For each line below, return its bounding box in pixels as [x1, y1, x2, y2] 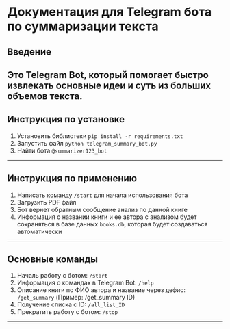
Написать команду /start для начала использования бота [16, 191, 188, 199]
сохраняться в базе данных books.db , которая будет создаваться [16, 220, 208, 228]
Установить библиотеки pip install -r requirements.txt [16, 131, 183, 140]
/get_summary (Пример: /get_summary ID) [16, 293, 136, 302]
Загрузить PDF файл [16, 198, 77, 206]
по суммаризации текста [7, 18, 159, 34]
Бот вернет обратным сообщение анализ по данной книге [16, 205, 188, 213]
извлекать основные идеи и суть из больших [7, 79, 212, 91]
